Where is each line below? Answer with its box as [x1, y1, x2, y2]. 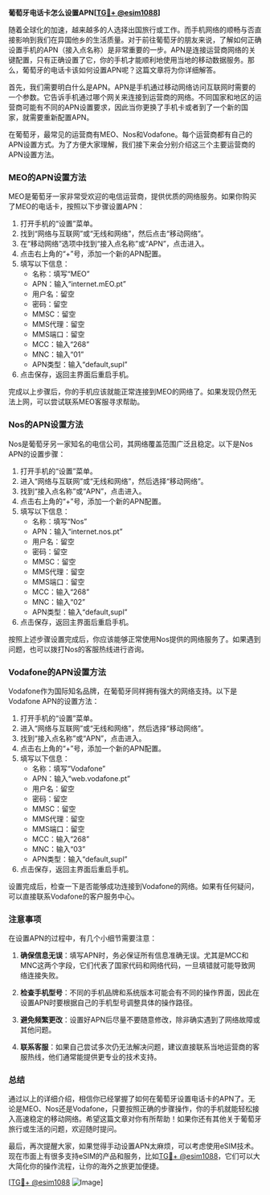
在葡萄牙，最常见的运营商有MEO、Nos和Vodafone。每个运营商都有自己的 [8, 130, 253, 139]
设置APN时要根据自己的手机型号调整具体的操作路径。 [19, 998, 197, 1007]
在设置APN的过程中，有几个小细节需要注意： [8, 933, 157, 943]
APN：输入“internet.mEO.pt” [31, 279, 126, 289]
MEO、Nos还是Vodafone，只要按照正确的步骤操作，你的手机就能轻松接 [22, 1104, 260, 1114]
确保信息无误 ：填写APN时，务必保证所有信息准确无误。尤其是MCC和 [19, 950, 249, 961]
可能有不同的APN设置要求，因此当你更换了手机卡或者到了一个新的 [22, 102, 242, 112]
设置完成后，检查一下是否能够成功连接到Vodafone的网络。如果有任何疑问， [8, 881, 259, 891]
